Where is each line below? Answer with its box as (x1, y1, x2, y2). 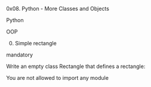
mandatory (6, 51, 33, 58)
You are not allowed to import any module (6, 74, 109, 81)
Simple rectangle (14, 40, 57, 46)
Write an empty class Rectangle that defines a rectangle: (6, 63, 146, 70)
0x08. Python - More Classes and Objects (6, 5, 109, 12)
